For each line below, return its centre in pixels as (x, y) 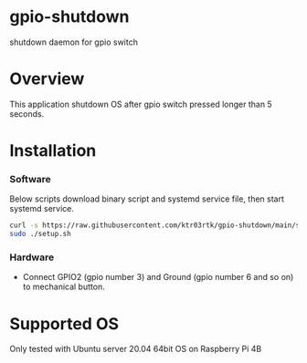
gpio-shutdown (69, 17)
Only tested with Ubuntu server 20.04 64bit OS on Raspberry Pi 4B (136, 349)
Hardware (32, 257)
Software (31, 179)
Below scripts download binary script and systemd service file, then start (147, 199)
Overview (47, 79)
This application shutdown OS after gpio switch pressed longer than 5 (141, 104)
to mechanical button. (64, 287)
